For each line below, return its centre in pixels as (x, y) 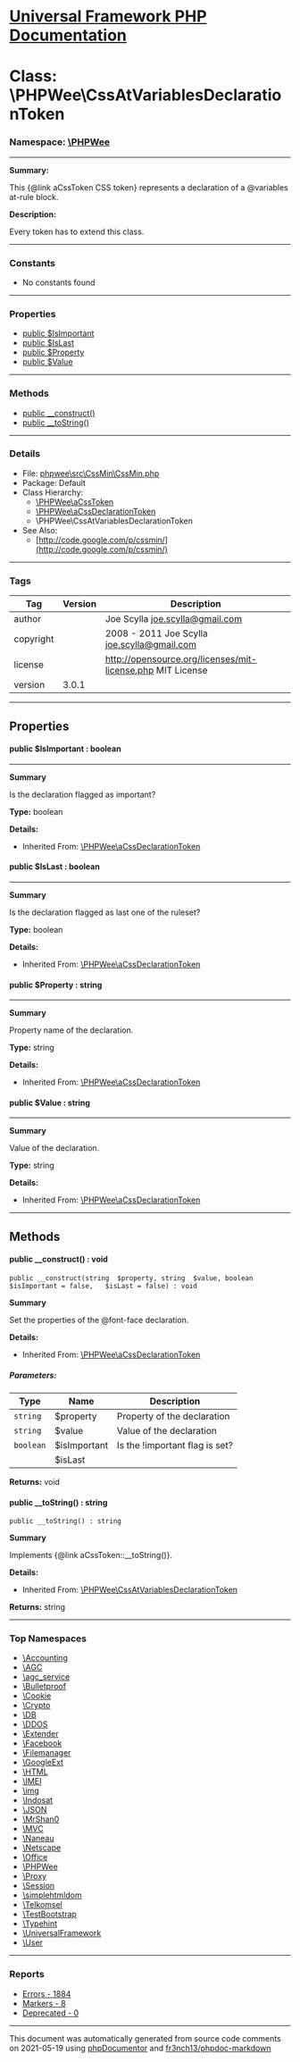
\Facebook (42, 1743)
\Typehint (40, 1924)
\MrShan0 (41, 1819)
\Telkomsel (42, 1905)
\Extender (41, 1734)
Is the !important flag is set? (175, 1445)
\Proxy (34, 1876)
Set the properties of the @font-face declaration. (99, 1320)
